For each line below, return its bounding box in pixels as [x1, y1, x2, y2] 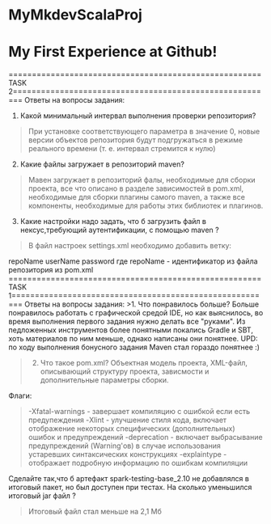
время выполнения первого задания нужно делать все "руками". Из [8, 317, 246, 327]
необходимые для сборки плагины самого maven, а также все [28, 192, 245, 202]
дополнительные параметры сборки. [40, 375, 169, 385]
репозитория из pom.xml [8, 265, 94, 275]
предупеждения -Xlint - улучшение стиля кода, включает [28, 415, 227, 425]
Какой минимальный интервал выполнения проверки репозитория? [19, 111, 256, 120]
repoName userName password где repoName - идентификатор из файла [8, 256, 258, 266]
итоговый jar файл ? [8, 491, 77, 501]
